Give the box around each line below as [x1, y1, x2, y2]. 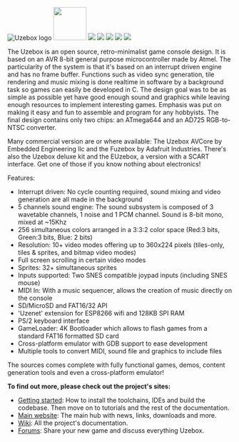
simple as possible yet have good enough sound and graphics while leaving [7, 93, 230, 101]
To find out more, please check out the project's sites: [7, 382, 171, 391]
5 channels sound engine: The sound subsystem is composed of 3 [17, 203, 214, 211]
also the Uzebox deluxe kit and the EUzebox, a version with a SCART [7, 152, 210, 161]
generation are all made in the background [17, 195, 143, 204]
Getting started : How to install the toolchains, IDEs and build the [17, 396, 205, 404]
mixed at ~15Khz [17, 218, 67, 226]
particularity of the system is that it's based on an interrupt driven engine [7, 63, 223, 71]
